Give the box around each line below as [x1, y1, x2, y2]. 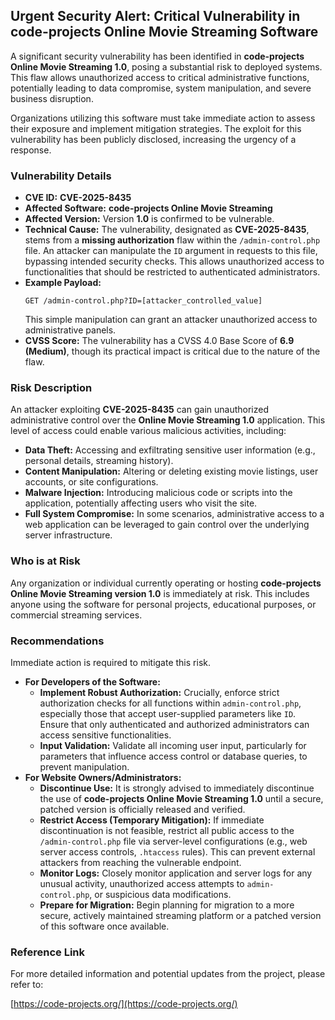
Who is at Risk [10, 554, 81, 568]
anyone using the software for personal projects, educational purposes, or [10, 598, 317, 610]
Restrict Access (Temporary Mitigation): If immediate [39, 814, 265, 826]
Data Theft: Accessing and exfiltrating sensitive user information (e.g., [24, 444, 316, 456]
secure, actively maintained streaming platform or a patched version [39, 910, 322, 921]
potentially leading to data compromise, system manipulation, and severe [10, 82, 312, 94]
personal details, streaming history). [24, 455, 174, 467]
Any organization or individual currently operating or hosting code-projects [10, 577, 322, 589]
